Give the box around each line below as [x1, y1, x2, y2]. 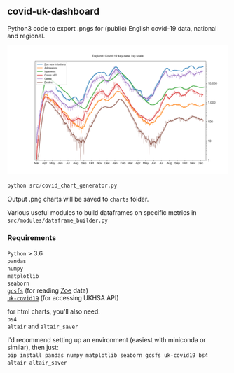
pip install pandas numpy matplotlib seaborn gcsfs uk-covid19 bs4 [7, 351, 209, 359]
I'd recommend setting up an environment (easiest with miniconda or [7, 335, 207, 344]
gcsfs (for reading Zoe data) [7, 286, 89, 295]
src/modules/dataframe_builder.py [7, 217, 109, 224]
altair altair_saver [7, 359, 68, 366]
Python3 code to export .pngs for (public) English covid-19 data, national [7, 24, 217, 32]
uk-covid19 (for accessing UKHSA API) [7, 293, 119, 302]
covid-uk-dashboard [7, 6, 100, 17]
